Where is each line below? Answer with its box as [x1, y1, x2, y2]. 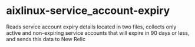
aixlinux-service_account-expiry [6, 4, 170, 17]
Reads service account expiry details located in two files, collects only [6, 23, 177, 30]
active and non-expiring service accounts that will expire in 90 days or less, [6, 29, 190, 36]
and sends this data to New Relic [6, 35, 86, 42]
